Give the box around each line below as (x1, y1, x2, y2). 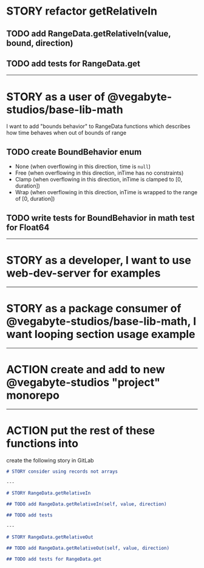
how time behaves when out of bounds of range (6, 129, 126, 137)
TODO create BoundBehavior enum (6, 147, 142, 157)
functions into (6, 436, 79, 450)
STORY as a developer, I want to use (6, 254, 191, 268)
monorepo (6, 388, 59, 402)
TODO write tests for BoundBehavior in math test (6, 212, 195, 223)
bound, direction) (6, 38, 73, 48)
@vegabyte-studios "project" (6, 376, 161, 390)
